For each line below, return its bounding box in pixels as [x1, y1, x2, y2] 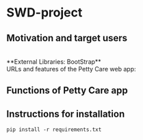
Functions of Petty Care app [6, 84, 128, 97]
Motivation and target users [6, 32, 128, 44]
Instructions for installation [6, 108, 125, 119]
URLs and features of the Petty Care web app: [6, 65, 136, 73]
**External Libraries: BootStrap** [6, 58, 102, 66]
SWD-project [6, 5, 83, 21]
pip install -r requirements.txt [6, 126, 102, 133]
